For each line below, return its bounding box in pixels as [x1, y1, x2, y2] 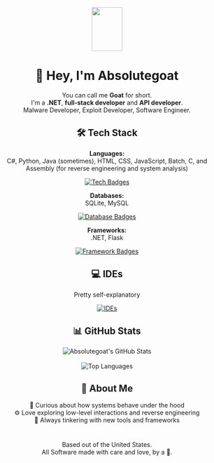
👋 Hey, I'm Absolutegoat [35, 68, 179, 83]
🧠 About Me [80, 382, 134, 394]
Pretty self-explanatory [73, 290, 141, 299]
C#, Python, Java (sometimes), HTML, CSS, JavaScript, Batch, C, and [6, 156, 208, 165]
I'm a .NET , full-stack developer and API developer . [31, 98, 183, 107]
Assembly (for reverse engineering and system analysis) [25, 164, 189, 173]
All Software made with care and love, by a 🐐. [41, 448, 173, 457]
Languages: [89, 149, 125, 157]
